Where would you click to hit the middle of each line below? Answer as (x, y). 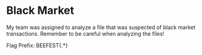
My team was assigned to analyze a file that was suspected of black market (101, 27)
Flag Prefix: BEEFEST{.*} (37, 45)
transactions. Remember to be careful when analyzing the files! (86, 33)
